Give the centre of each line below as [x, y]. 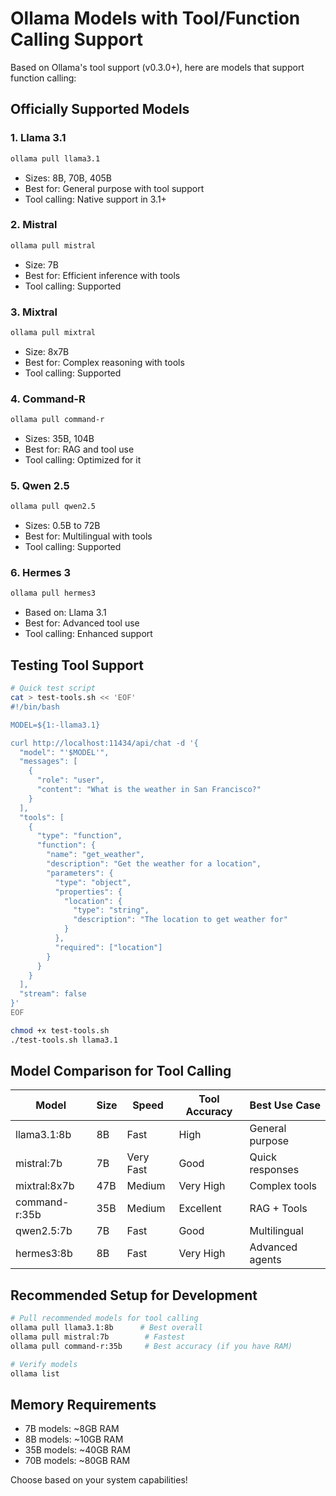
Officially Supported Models [100, 109]
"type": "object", [93, 882]
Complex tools [283, 1186]
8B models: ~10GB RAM [74, 1439]
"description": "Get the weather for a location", [154, 864]
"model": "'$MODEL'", [64, 752]
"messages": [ [48, 762]
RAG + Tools [278, 1209]
